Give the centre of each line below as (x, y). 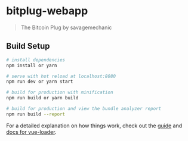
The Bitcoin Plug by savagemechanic (66, 27)
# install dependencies (36, 60)
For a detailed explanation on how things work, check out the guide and (94, 126)
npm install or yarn (32, 65)
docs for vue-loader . (31, 131)
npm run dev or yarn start (40, 82)
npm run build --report (36, 114)
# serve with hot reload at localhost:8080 (61, 76)
